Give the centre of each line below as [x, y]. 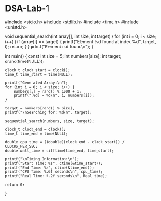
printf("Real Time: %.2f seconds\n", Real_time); [56, 176]
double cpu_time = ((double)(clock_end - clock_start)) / [65, 142]
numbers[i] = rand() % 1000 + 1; [48, 91]
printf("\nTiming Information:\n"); [42, 159]
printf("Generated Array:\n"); [37, 83]
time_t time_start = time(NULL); [39, 74]
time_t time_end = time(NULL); [37, 134]
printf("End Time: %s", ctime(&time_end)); [50, 168]
